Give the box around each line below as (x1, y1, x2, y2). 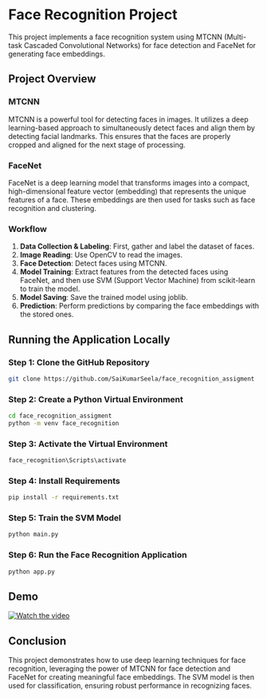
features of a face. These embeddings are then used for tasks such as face (8, 194, 256, 205)
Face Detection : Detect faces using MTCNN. (19, 258, 167, 269)
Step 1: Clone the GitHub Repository (8, 357, 150, 368)
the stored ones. (19, 309, 74, 319)
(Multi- (224, 32, 247, 42)
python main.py (8, 530, 59, 539)
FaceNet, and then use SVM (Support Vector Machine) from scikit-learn (19, 276, 256, 285)
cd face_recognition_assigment (8, 412, 112, 421)
